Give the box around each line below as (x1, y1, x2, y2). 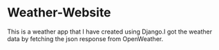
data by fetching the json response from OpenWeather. (7, 34, 164, 42)
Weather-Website (7, 5, 112, 21)
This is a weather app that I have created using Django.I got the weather (7, 27, 213, 36)
